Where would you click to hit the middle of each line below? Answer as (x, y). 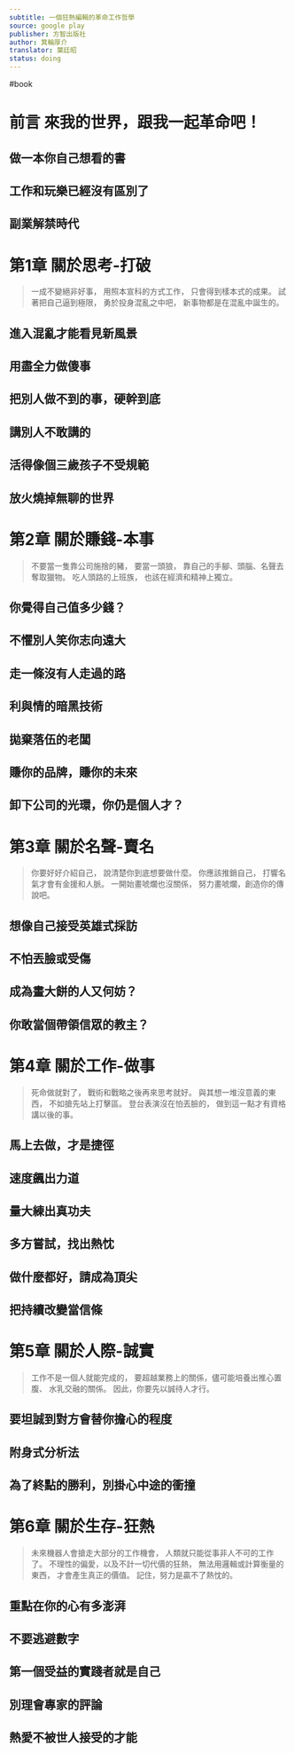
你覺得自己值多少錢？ (67, 608)
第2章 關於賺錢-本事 (82, 539)
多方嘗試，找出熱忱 (62, 1244)
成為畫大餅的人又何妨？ (73, 992)
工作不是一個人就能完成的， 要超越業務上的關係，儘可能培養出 (144, 1378)
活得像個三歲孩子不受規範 (79, 466)
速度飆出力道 (44, 1178)
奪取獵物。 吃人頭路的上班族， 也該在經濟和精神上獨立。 (134, 577)
